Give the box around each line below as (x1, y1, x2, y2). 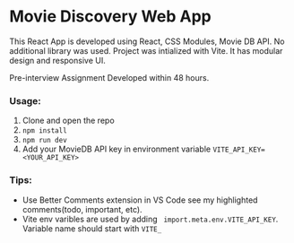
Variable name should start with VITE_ (22, 222, 162, 234)
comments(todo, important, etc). (22, 204, 143, 214)
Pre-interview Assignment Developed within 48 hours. (9, 72, 210, 82)
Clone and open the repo (22, 115, 115, 126)
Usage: (9, 94, 42, 107)
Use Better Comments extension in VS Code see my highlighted (22, 195, 258, 205)
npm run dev (22, 136, 67, 145)
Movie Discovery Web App (9, 6, 212, 27)
